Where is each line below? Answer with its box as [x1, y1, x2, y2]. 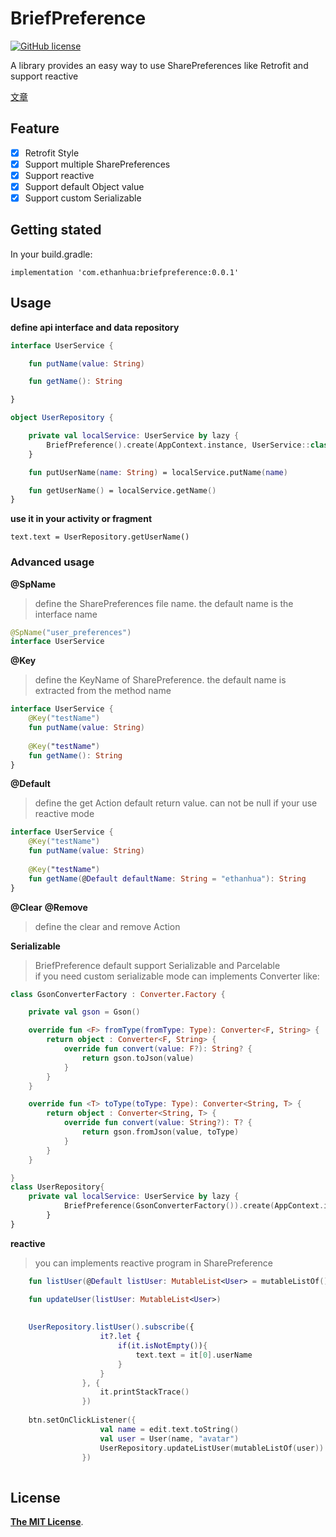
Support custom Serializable [24, 192, 142, 204]
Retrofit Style [24, 147, 80, 159]
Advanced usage [10, 555, 95, 569]
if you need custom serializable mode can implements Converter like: [34, 970, 320, 982]
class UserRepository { [10, 1182, 105, 1192]
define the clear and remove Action [34, 920, 181, 932]
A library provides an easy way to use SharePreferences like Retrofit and [10, 59, 309, 71]
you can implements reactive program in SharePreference [34, 1257, 273, 1269]
